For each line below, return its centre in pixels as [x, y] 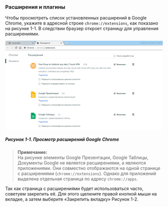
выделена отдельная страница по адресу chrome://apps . [78, 178]
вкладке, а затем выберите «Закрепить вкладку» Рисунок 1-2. [72, 199]
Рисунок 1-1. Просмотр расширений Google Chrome [62, 139]
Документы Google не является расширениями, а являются [81, 163]
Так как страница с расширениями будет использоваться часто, [74, 188]
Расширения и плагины [35, 7]
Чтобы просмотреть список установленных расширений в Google [76, 18]
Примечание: [32, 152]
